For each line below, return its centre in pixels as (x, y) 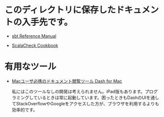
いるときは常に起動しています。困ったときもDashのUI (92, 97)
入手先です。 (47, 22)
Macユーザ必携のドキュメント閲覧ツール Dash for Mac (67, 81)
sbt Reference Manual (34, 36)
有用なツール (31, 67)
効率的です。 (25, 110)
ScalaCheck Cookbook (35, 45)
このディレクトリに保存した (60, 10)
